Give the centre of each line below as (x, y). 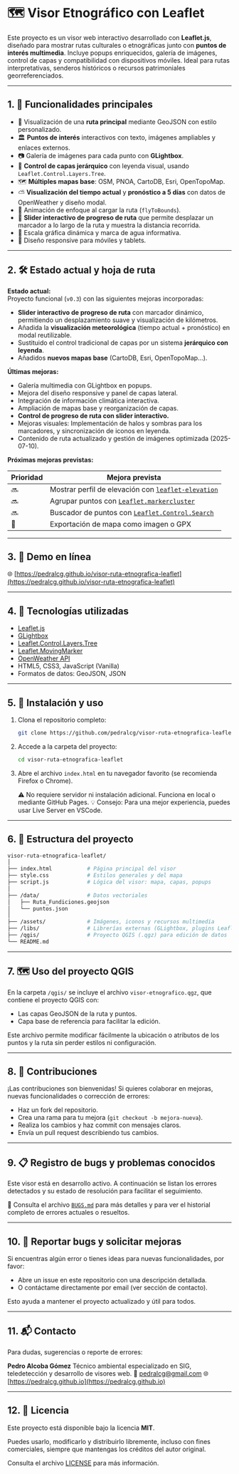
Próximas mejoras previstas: (51, 460)
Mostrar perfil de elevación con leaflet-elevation (134, 489)
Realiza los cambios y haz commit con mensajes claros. (99, 1125)
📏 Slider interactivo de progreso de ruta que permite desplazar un (115, 217)
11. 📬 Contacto (42, 1331)
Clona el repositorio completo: (62, 720)
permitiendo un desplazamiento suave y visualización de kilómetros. (118, 320)
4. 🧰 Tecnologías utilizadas (68, 611)
